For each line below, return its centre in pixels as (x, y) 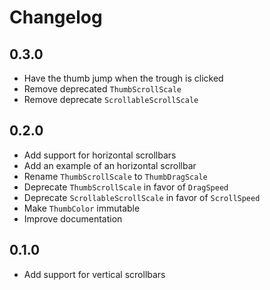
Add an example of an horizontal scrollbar (110, 165)
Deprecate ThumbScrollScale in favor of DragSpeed (126, 187)
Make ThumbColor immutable (82, 208)
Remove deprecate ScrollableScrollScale (111, 99)
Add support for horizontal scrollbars (100, 155)
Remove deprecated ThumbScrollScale (102, 89)
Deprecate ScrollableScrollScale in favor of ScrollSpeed (142, 197)
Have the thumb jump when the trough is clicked (123, 78)
